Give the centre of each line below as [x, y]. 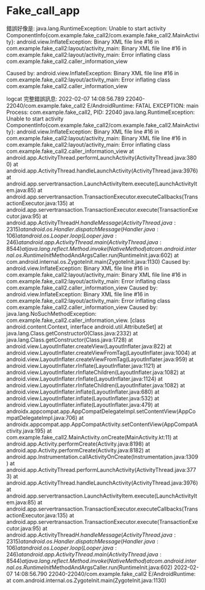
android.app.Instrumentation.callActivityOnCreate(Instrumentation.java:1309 [102, 457]
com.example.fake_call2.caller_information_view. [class [76, 320]
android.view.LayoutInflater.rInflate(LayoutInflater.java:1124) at [85, 379]
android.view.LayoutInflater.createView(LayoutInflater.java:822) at [89, 346]
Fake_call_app [43, 11]
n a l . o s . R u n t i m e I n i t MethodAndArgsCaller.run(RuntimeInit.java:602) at [93, 255]
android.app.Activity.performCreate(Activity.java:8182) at [78, 450]
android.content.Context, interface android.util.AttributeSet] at [84, 327]
